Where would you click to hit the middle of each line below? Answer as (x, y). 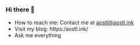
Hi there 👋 (20, 10)
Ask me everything (38, 35)
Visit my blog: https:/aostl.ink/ (51, 29)
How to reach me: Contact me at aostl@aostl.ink (74, 23)
